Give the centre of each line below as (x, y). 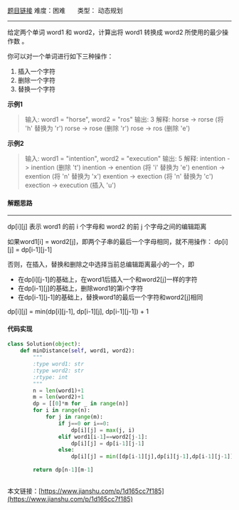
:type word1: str (58, 364)
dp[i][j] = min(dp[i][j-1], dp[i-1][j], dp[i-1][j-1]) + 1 (78, 312)
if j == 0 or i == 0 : (84, 423)
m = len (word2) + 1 (58, 397)
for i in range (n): (62, 410)
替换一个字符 (36, 89)
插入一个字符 (36, 71)
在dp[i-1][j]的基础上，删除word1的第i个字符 (80, 288)
